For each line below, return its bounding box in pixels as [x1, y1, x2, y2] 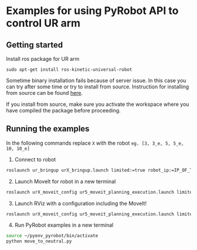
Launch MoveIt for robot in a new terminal [14, 177, 116, 185]
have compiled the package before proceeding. [6, 107, 121, 114]
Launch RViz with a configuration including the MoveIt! [14, 200, 147, 207]
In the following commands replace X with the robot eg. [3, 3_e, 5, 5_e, [6, 139, 184, 146]
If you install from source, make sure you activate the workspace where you [6, 101, 189, 108]
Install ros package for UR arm [6, 56, 80, 62]
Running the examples [6, 124, 90, 134]
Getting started [6, 40, 63, 50]
